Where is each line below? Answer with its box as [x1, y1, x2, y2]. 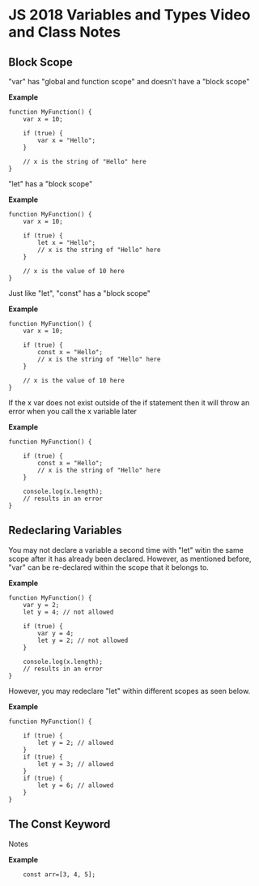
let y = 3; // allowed [37, 760, 114, 768]
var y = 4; [37, 629, 74, 637]
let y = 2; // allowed [37, 738, 114, 747]
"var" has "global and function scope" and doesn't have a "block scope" [8, 77, 250, 86]
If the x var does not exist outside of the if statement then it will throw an [8, 398, 250, 407]
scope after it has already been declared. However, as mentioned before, [8, 554, 253, 563]
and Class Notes [8, 23, 121, 41]
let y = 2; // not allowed [37, 636, 129, 644]
